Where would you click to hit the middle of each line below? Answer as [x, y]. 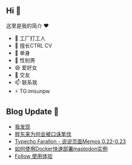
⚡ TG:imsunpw [32, 91]
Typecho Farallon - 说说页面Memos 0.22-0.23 [70, 141]
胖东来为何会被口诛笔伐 [43, 134]
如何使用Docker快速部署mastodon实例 [61, 149]
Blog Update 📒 [33, 112]
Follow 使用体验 [33, 156]
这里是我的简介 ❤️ [28, 26]
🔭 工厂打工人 [30, 38]
